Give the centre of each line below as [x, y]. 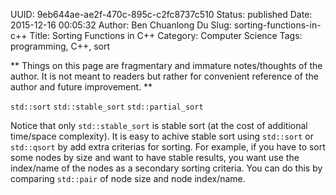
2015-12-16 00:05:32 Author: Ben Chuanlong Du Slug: [121, 25]
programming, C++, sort [60, 46]
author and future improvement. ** [81, 87]
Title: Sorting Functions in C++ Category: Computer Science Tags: [166, 35]
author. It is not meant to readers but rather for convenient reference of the [164, 76]
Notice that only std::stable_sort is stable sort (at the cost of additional [159, 125]
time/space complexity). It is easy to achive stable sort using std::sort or [162, 136]
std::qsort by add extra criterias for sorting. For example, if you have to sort [168, 147]
